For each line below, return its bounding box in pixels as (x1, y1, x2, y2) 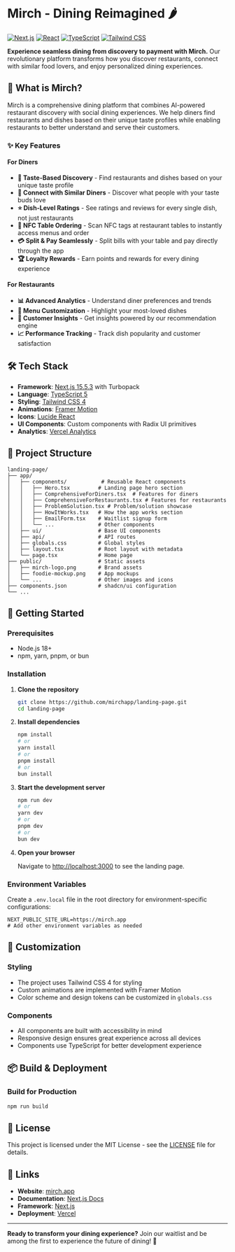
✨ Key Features (7, 141, 61, 150)
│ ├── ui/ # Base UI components (7, 527, 161, 534)
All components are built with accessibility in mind (17, 1026, 162, 1034)
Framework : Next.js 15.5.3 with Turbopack (17, 382, 140, 391)
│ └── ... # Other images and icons (7, 576, 173, 583)
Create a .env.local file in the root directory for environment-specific (7, 895, 208, 903)
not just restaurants (17, 213, 74, 222)
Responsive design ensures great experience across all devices (17, 1034, 201, 1042)
